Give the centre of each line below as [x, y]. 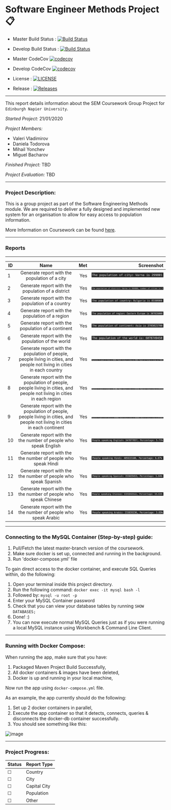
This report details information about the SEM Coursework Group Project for [85, 103]
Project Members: [24, 128]
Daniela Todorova [31, 144]
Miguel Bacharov [30, 155]
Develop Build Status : [36, 49]
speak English [46, 446]
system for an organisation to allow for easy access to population [74, 215]
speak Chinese [46, 499]
